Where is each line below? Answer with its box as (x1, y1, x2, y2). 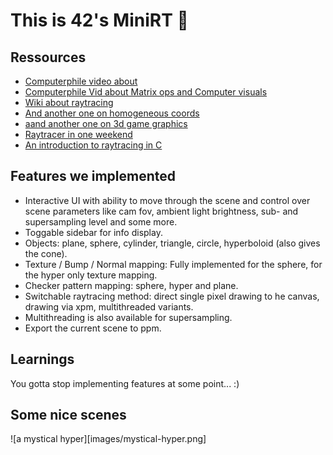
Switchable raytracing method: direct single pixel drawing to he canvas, (24, 290, 320, 302)
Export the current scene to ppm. (24, 322, 162, 334)
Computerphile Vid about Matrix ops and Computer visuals (24, 86, 268, 98)
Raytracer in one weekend (24, 129, 133, 140)
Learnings (10, 351, 75, 368)
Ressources (10, 49, 87, 66)
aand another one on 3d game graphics (24, 118, 188, 129)
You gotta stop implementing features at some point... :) (10, 377, 240, 389)
